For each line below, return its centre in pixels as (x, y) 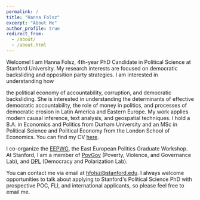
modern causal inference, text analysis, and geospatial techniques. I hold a (98, 118)
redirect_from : (25, 34)
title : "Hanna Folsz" (33, 17)
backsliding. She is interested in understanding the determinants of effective (100, 99)
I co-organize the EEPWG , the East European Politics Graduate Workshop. (97, 148)
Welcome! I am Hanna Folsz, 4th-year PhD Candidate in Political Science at (99, 62)
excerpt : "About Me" (32, 23)
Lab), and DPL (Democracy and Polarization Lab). (67, 161)
